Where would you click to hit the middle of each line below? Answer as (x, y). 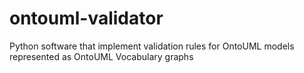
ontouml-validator (86, 18)
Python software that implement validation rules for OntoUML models (152, 46)
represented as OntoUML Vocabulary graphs (101, 56)
